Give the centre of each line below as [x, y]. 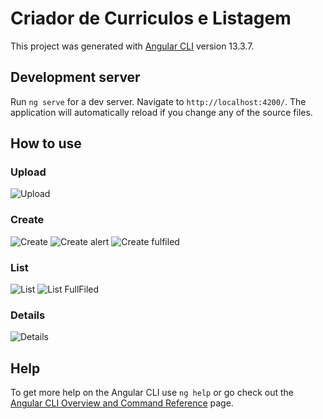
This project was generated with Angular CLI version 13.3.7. [132, 46]
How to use [46, 143]
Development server [75, 77]
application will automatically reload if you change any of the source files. [161, 112]
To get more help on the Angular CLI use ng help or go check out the [152, 393]
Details [28, 315]
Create [27, 220]
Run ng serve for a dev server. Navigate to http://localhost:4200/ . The [158, 101]
